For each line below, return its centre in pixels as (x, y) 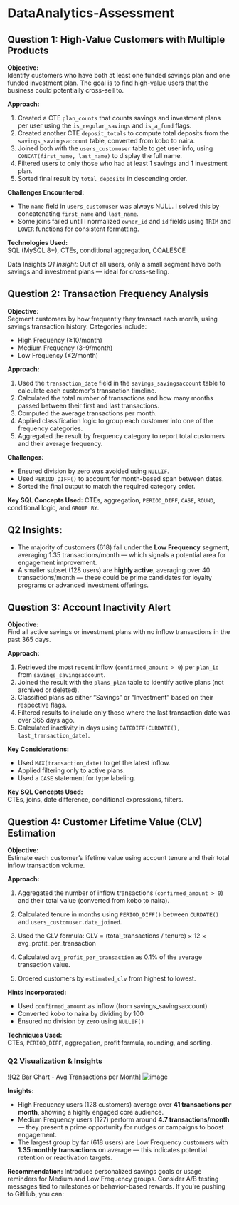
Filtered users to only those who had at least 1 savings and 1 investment (122, 163)
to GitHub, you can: (36, 1194)
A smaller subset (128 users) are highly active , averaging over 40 (114, 570)
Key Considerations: (38, 749)
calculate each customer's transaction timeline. (87, 391)
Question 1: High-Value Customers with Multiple (116, 40)
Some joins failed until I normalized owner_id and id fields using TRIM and (124, 221)
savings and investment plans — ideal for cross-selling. (88, 271)
